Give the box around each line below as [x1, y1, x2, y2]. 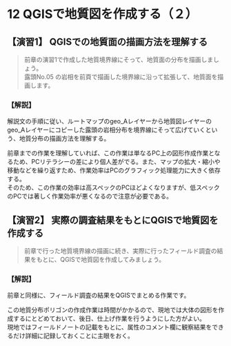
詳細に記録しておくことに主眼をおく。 [25, 332, 134, 340]
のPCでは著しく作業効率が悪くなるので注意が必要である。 [7, 192, 173, 201]
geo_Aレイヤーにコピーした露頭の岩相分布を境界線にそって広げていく [7, 125, 205, 134]
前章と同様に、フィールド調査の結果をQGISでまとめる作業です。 [7, 291, 190, 300]
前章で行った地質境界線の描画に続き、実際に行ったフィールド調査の [23, 247, 217, 255]
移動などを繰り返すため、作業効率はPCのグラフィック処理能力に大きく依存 [7, 166, 221, 174]
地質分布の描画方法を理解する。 [19, 134, 110, 143]
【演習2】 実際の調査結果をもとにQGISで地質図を [7, 214, 219, 226]
